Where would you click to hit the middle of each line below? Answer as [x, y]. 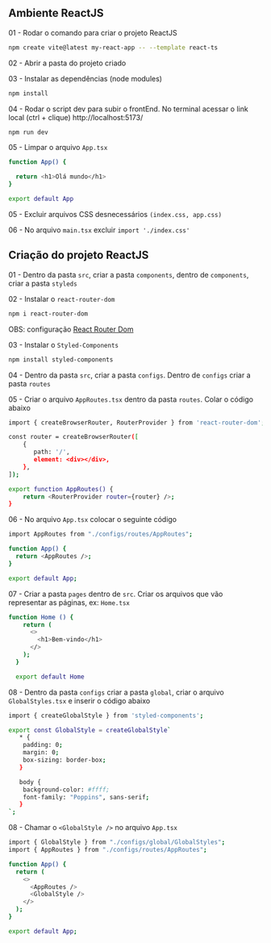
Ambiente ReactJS [56, 13]
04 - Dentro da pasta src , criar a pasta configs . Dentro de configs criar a [130, 375]
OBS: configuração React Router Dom [71, 329]
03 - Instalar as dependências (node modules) [85, 78]
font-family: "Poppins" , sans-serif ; [86, 797]
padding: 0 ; [43, 745]
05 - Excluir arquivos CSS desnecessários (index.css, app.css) [115, 214]
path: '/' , [52, 452]
